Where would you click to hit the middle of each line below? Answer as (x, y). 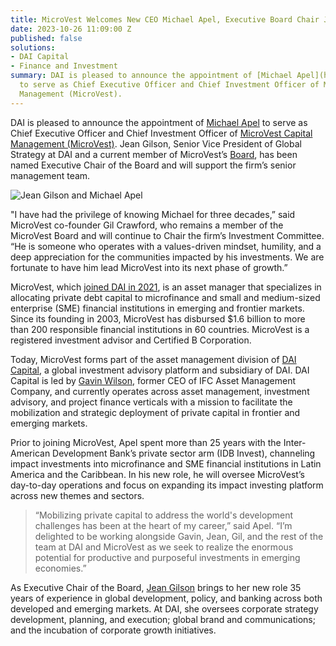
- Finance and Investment (64, 66)
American (30, 453)
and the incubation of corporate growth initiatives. (113, 630)
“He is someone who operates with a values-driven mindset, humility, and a (166, 246)
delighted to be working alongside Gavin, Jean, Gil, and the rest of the (179, 536)
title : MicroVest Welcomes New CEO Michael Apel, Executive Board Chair (165, 19)
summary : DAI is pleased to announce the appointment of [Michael (151, 76)
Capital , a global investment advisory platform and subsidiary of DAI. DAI (160, 370)
